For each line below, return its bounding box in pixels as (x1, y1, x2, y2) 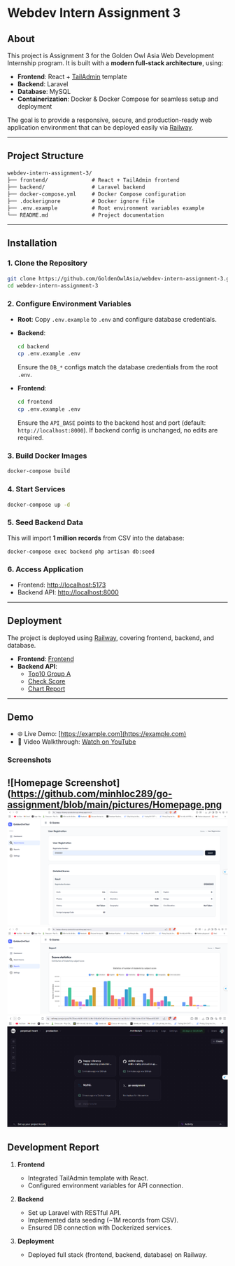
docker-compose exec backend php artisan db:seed (7, 548, 155, 555)
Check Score (27, 676, 66, 685)
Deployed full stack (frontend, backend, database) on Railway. (27, 1250, 208, 1259)
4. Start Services (7, 484, 66, 494)
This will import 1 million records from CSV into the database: (7, 533, 185, 542)
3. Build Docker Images (7, 451, 87, 461)
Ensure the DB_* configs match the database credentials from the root (17, 363, 218, 372)
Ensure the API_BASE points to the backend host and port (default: (17, 418, 206, 427)
